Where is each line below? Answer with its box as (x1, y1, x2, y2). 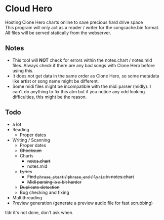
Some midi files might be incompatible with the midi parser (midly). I (12, 83, 151, 89)
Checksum (19, 147, 42, 153)
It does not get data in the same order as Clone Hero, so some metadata (12, 73, 160, 79)
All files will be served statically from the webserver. (5, 30, 111, 36)
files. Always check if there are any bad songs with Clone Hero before (12, 62, 155, 68)
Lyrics (19, 168, 32, 174)
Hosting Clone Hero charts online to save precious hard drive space (5, 19, 143, 25)
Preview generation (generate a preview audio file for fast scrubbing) (12, 200, 153, 206)
